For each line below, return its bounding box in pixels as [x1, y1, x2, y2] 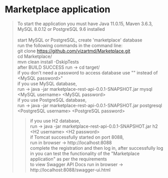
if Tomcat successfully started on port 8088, [30, 134, 124, 140]
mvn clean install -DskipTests [17, 58, 79, 65]
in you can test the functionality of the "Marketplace [30, 150, 140, 156]
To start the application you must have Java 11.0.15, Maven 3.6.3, [17, 21, 153, 27]
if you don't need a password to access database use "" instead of [17, 69, 158, 75]
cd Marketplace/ [17, 53, 52, 60]
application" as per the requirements [30, 155, 107, 162]
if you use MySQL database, [17, 81, 77, 87]
